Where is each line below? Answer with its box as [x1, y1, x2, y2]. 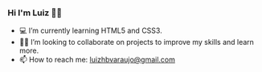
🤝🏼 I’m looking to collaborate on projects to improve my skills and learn [18, 38, 255, 47]
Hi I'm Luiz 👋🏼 [7, 7, 63, 18]
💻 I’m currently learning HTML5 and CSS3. [18, 26, 162, 35]
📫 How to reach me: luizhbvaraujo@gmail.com [18, 55, 176, 65]
